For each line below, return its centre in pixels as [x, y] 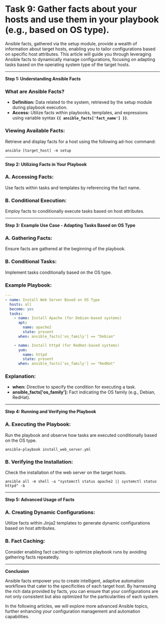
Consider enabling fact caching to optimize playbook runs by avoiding [76, 552]
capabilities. [17, 616]
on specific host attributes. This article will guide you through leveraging [78, 54]
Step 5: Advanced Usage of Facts [40, 500]
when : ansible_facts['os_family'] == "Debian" [67, 336]
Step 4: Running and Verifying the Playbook [51, 412]
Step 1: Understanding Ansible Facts [43, 79]
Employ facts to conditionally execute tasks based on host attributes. [75, 211]
